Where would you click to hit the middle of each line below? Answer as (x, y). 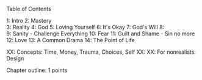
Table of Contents (29, 9)
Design (15, 58)
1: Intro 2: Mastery (29, 20)
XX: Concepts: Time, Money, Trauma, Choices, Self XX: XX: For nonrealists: (101, 52)
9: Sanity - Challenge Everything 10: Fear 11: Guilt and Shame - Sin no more (101, 34)
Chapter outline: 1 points (37, 70)
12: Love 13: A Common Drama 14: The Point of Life (71, 40)
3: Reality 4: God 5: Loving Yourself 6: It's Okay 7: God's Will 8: (85, 27)
